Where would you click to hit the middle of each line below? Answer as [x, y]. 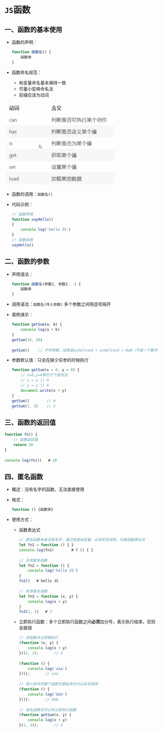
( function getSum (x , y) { [45, 715]
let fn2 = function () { [44, 566]
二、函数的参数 [27, 262]
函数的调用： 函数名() [32, 194]
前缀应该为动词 [34, 95]
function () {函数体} [32, 510]
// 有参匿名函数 [33, 591]
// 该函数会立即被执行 [39, 638]
